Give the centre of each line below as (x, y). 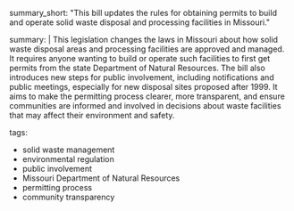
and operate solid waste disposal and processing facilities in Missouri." (140, 22)
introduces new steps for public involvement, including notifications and (142, 77)
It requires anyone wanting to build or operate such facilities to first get (140, 58)
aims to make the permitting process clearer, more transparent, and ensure (147, 96)
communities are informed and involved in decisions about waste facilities (145, 105)
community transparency (68, 197)
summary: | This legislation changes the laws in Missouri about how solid (144, 40)
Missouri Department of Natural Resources (101, 178)
